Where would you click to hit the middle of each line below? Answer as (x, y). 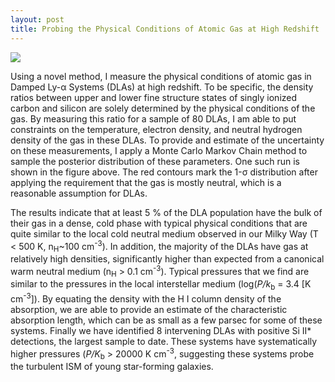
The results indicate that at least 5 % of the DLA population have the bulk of (166, 212)
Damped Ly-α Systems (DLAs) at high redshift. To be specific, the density (162, 87)
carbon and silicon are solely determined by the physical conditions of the (163, 108)
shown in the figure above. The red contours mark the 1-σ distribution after (164, 172)
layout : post (37, 19)
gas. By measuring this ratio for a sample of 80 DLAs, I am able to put (153, 118)
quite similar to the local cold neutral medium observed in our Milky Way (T (164, 233)
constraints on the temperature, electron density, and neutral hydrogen (156, 129)
